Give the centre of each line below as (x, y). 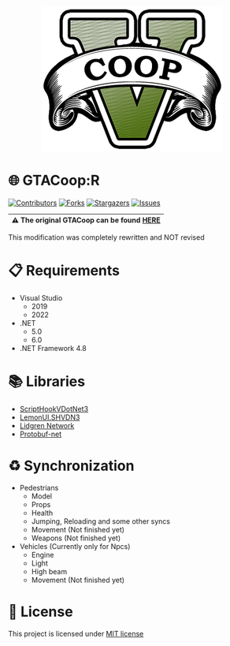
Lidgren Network (47, 425)
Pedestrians (39, 487)
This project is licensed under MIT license (76, 633)
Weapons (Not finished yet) (76, 538)
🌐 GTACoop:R (54, 181)
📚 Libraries (46, 382)
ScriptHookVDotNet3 (54, 409)
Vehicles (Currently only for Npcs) (75, 546)
